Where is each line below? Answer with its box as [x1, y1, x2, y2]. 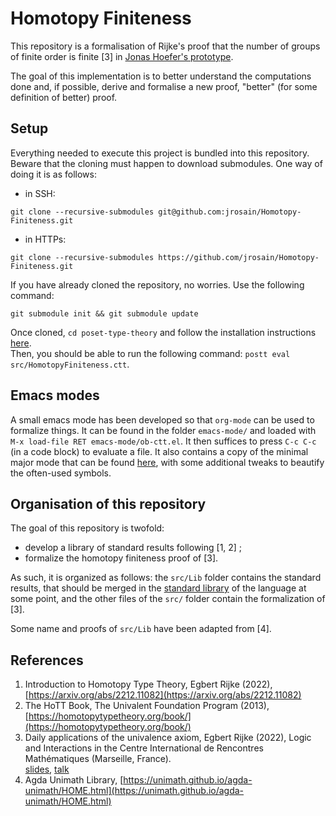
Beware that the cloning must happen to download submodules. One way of [10, 157, 323, 169]
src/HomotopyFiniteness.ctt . [10, 358, 130, 370]
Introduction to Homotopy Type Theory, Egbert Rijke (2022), [24, 678, 273, 691]
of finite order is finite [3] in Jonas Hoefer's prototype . [10, 50, 234, 62]
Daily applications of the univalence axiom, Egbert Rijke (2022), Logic [24, 732, 312, 744]
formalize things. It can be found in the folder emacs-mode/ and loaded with [10, 424, 317, 436]
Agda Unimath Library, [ [24, 774, 124, 786]
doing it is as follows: [10, 168, 97, 180]
